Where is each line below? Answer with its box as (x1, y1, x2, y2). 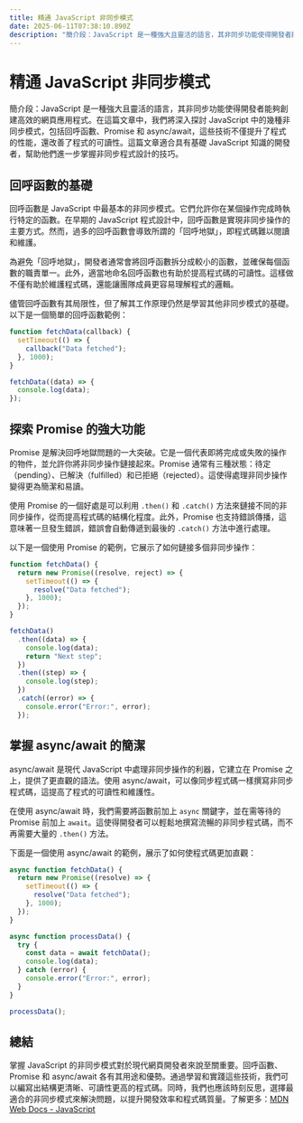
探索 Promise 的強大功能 (9, 421, 146, 436)
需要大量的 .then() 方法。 (16, 828, 114, 838)
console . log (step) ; (25, 677, 99, 687)
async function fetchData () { (9, 865, 124, 875)
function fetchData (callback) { (9, 327, 131, 337)
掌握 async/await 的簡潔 (9, 738, 146, 753)
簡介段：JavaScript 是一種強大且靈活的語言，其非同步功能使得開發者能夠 (9, 103, 281, 114)
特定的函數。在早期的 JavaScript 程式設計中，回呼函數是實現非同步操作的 (16, 214, 291, 226)
